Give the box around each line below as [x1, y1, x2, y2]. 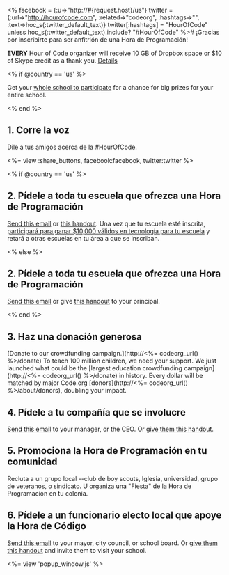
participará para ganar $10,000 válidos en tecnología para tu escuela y [7, 226, 210, 235]
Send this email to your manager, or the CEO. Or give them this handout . [7, 425, 214, 434]
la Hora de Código [7, 520, 87, 532]
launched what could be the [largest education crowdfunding [7, 364, 183, 372]
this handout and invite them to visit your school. [7, 546, 147, 554]
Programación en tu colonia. [7, 489, 88, 497]
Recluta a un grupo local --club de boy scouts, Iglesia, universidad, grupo [7, 474, 218, 482]
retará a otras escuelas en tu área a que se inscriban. [7, 234, 160, 242]
